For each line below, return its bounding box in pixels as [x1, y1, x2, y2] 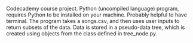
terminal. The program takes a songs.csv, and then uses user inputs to [6, 18, 180, 24]
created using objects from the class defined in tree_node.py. [6, 30, 157, 37]
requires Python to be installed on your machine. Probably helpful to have [6, 11, 187, 18]
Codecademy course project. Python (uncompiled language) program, [6, 5, 179, 12]
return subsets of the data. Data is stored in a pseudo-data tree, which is [6, 24, 185, 31]
